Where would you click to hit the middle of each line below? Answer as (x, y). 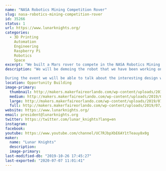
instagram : (16, 124)
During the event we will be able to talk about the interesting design (82, 78)
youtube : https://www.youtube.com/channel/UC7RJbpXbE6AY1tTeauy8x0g (77, 133)
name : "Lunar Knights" (33, 142)
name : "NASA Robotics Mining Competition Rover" (56, 10)
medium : (18, 97)
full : (15, 106)
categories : (17, 33)
